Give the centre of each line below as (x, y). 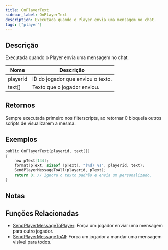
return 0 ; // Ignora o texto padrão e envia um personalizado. (83, 175)
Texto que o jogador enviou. (66, 87)
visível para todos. (32, 242)
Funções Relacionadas (42, 213)
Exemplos (21, 139)
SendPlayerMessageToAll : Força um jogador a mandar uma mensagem (87, 237)
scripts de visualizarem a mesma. (40, 123)
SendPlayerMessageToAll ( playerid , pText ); (60, 170)
